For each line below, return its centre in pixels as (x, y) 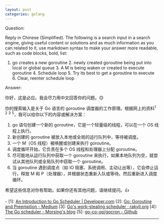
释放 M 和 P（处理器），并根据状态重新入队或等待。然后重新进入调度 (89, 173)
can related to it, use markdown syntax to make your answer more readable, (82, 48)
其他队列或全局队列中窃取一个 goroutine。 (63, 161)
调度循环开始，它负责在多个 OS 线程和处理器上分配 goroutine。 (76, 149)
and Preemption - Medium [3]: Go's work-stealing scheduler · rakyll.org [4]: (81, 206)
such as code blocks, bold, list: (36, 53)
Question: (15, 28)
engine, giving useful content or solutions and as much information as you (80, 42)
